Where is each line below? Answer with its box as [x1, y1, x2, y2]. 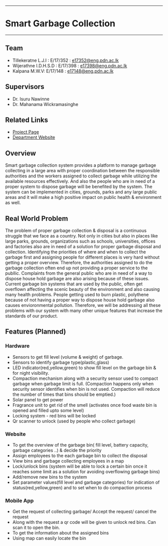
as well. [5, 199, 21, 206]
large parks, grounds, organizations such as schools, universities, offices [5, 238, 156, 244]
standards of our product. [5, 313, 58, 319]
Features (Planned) [5, 327, 66, 336]
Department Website [12, 134, 55, 141]
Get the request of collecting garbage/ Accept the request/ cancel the [12, 508, 156, 515]
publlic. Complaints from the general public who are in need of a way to [5, 270, 152, 276]
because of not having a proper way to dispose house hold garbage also [5, 297, 155, 303]
